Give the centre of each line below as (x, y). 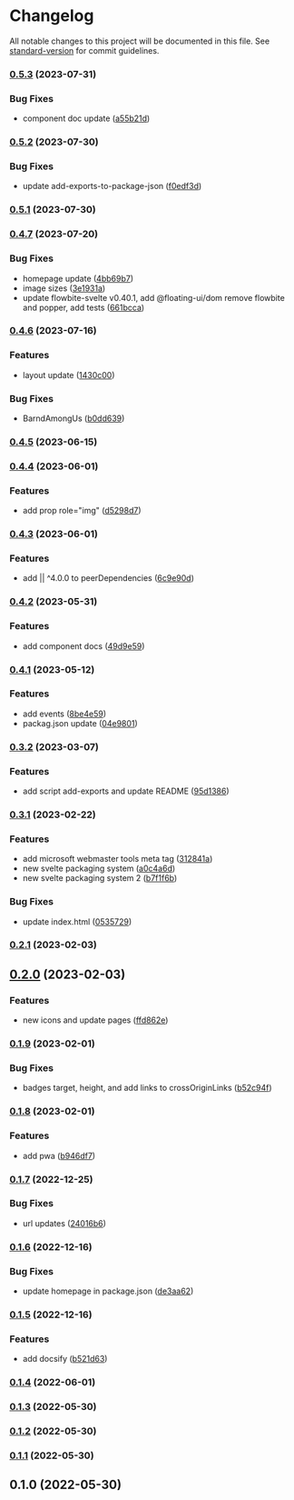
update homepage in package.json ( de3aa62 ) (108, 1291)
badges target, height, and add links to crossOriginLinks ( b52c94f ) (147, 1088)
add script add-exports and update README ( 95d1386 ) (126, 791)
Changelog (52, 16)
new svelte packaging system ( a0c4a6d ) (99, 868)
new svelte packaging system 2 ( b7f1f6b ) (100, 878)
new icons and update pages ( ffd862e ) (95, 1020)
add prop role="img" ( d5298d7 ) (82, 511)
